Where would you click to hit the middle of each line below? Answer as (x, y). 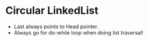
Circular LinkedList (52, 11)
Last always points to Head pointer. (56, 26)
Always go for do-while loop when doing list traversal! (79, 32)
